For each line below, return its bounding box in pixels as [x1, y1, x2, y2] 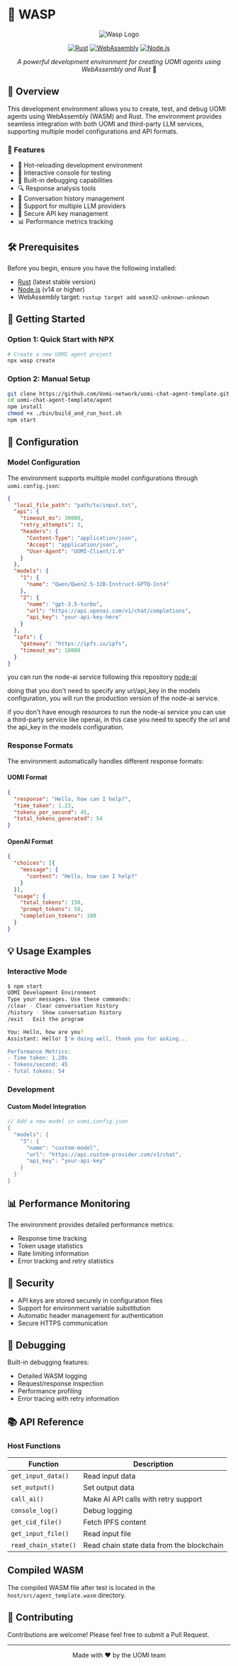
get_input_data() [11, 1472, 69, 1480]
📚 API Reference [7, 1416, 84, 1428]
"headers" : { [20, 528, 59, 535]
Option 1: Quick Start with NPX [7, 334, 115, 344]
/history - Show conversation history [7, 1009, 122, 1016]
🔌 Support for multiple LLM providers [17, 202, 126, 210]
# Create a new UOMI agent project [7, 351, 113, 358]
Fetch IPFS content [83, 1518, 147, 1528]
